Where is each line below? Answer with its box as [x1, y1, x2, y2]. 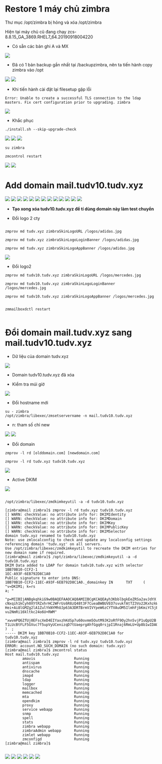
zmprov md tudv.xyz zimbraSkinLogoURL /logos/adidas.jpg [5, 229, 122, 234]
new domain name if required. [5, 550, 66, 555]
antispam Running [22, 660, 90, 665]
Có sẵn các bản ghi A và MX [12, 43, 69, 49]
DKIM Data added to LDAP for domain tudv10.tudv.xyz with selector [5, 563, 144, 568]
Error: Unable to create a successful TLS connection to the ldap [5, 95, 141, 100]
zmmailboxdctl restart [5, 307, 51, 312]
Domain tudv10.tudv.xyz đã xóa [12, 372, 75, 377]
